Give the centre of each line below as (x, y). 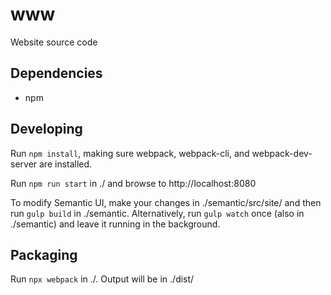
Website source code (54, 42)
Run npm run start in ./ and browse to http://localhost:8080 (133, 183)
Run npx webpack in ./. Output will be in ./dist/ (102, 279)
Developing (46, 129)
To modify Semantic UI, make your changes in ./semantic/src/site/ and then (166, 202)
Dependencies (56, 73)
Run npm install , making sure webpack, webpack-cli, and (130, 153)
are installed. (66, 164)
